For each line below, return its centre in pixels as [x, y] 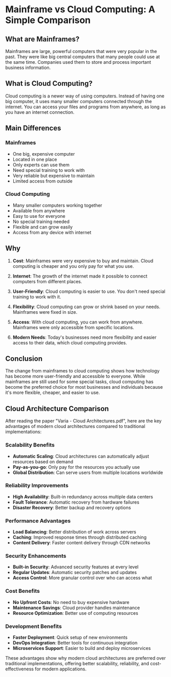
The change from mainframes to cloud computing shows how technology [82, 371]
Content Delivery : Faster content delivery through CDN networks [81, 543]
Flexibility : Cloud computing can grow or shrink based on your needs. [87, 307]
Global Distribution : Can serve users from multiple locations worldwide [88, 472]
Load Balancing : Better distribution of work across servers [74, 532]
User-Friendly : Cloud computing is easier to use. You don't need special [89, 291]
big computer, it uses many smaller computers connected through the [79, 101]
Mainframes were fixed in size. [45, 312]
